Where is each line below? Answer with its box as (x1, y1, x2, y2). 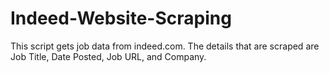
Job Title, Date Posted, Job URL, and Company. (10, 50, 207, 62)
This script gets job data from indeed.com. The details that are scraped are (10, 40, 320, 52)
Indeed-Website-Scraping (10, 7, 232, 30)
